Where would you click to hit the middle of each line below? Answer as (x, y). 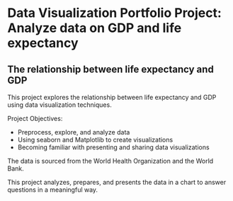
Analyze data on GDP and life (95, 28)
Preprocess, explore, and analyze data (74, 132)
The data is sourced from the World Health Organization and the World (110, 161)
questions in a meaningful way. (52, 190)
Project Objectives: (35, 119)
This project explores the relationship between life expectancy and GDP (112, 97)
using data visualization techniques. (59, 105)
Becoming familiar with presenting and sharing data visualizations (114, 147)
